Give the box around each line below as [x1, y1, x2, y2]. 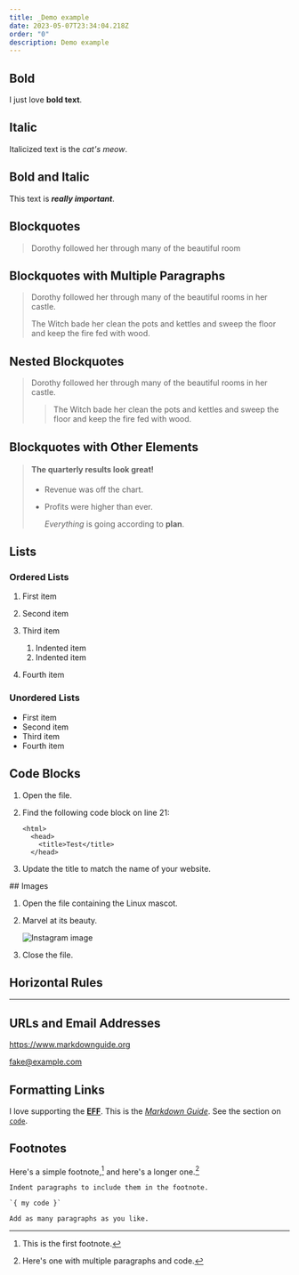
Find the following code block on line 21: [21, 807, 170, 818]
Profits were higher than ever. [44, 501, 153, 512]
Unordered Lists [9, 691, 80, 704]
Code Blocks [9, 766, 81, 781]
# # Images [9, 880, 49, 891]
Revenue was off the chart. [44, 484, 144, 495]
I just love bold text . [9, 94, 83, 105]
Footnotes [9, 1141, 67, 1157]
